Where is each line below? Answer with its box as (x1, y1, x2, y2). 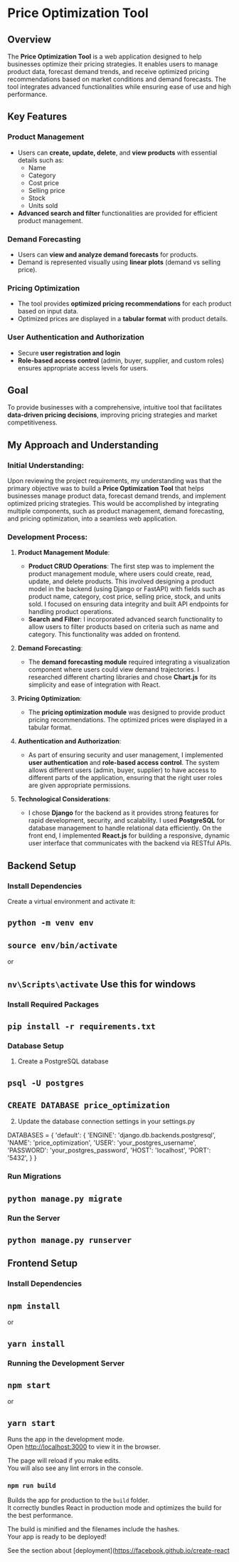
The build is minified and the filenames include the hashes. (7, 1525, 180, 1534)
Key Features (7, 110, 68, 123)
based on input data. (17, 307, 79, 316)
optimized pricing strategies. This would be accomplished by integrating (7, 499, 219, 508)
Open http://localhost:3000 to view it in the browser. (7, 1442, 161, 1451)
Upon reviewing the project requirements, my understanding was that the (7, 477, 222, 485)
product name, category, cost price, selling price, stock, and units (28, 593, 221, 601)
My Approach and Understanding (7, 439, 159, 451)
